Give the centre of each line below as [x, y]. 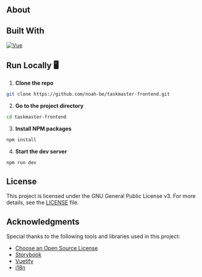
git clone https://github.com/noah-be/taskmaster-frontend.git [88, 94]
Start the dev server [41, 151]
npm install [21, 139]
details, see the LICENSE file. [43, 203]
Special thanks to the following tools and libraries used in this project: [93, 236]
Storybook [28, 254]
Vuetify [24, 261]
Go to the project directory [49, 105]
